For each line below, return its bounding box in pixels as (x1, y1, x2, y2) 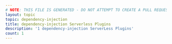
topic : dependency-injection (5, 17, 68, 22)
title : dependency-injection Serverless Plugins (5, 21, 111, 27)
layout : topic (5, 12, 36, 17)
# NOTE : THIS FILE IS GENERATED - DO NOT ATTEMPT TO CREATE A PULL (5, 7, 153, 13)
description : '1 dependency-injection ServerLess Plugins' (5, 26, 134, 31)
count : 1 (5, 31, 24, 36)
